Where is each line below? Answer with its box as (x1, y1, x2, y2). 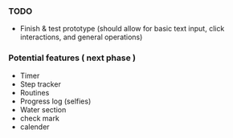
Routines (19, 87, 50, 97)
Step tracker (19, 79, 62, 89)
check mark (19, 113, 60, 123)
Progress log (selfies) (19, 96, 92, 106)
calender (19, 122, 50, 132)
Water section (19, 104, 67, 114)
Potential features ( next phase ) (8, 52, 137, 63)
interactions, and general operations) (19, 32, 143, 42)
